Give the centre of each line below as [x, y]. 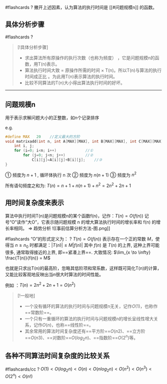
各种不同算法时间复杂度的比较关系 [57, 356]
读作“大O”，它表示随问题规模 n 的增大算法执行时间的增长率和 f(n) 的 [86, 222]
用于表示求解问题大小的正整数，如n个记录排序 [52, 117]
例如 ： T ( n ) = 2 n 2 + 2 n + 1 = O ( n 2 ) [41, 285]
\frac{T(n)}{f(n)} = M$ [28, 258]
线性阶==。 [82, 325]
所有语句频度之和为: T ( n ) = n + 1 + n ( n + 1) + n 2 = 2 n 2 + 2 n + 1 [68, 185]
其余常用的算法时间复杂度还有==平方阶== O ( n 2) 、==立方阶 [85, 331]
